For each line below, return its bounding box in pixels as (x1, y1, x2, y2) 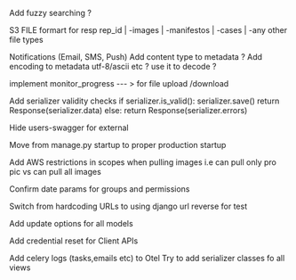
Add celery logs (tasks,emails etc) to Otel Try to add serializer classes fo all (9, 253, 285, 263)
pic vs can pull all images (9, 167, 102, 177)
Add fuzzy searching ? (9, 8, 92, 18)
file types (9, 35, 44, 45)
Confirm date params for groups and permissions (9, 184, 190, 194)
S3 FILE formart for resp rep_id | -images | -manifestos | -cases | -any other (9, 25, 287, 35)
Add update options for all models (9, 218, 133, 228)
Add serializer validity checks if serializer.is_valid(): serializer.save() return (9, 95, 280, 106)
